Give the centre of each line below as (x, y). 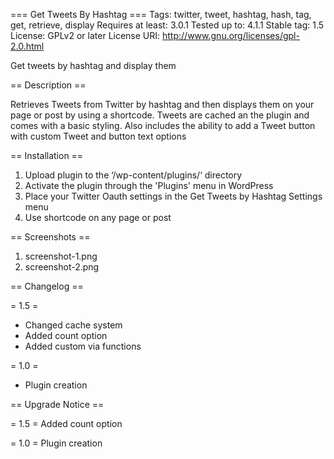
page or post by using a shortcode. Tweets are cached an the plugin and (160, 115)
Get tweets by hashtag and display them (93, 65)
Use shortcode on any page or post (98, 217)
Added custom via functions (83, 346)
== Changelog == (47, 286)
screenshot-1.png (61, 256)
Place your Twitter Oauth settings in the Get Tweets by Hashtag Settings (173, 196)
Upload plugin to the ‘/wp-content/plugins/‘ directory (133, 175)
